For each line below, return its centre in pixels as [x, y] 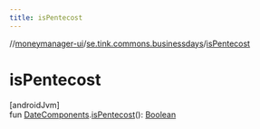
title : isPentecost [46, 18]
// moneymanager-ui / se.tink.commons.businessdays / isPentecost [130, 43]
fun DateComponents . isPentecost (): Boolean [93, 115]
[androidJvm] [35, 105]
